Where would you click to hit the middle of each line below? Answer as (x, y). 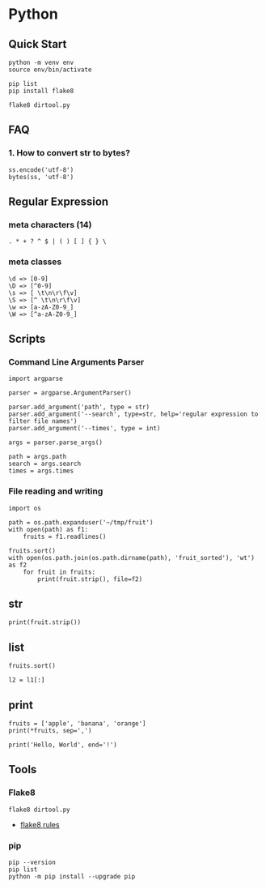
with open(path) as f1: (49, 529)
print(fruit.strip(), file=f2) (90, 579)
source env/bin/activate (50, 70)
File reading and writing (56, 491)
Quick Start (38, 44)
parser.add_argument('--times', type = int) (84, 429)
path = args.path (38, 457)
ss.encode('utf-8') (41, 170)
